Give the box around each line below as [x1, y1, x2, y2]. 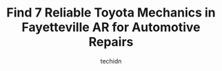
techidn [100, 57, 122, 65]
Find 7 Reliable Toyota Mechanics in [6, 5, 216, 21]
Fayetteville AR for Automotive [21, 19, 201, 35]
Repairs [88, 34, 134, 50]
